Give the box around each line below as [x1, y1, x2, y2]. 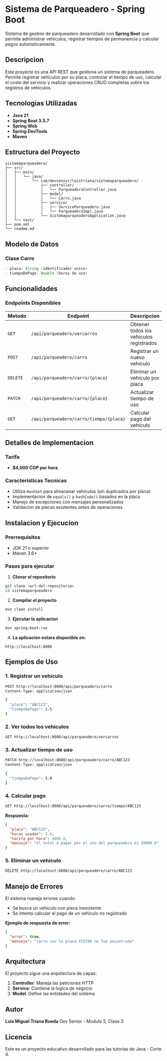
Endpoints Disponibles [5, 300, 61, 307]
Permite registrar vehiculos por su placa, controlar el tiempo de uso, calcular [5, 74, 162, 80]
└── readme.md [5, 227, 35, 232]
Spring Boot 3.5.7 [12, 118, 50, 123]
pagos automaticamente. [5, 41, 56, 47]
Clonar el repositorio [12, 574, 56, 580]
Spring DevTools [12, 128, 48, 134]
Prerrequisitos [5, 534, 41, 541]
